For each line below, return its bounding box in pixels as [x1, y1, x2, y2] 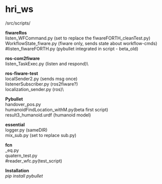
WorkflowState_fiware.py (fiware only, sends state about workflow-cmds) [5, 40, 157, 46]
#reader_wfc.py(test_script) [5, 157, 63, 163]
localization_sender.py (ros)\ [5, 86, 64, 92]
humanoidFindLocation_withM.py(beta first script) [5, 106, 109, 112]
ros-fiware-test [5, 70, 39, 76]
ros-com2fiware [5, 55, 40, 61]
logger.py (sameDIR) [5, 126, 48, 133]
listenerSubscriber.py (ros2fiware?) [5, 81, 78, 87]
